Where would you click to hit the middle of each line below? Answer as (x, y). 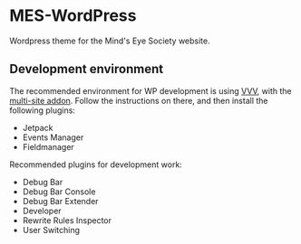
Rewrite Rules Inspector (67, 220)
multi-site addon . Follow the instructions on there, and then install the (139, 100)
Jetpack (38, 127)
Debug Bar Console (59, 192)
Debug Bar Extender (60, 201)
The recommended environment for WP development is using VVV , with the (150, 90)
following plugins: (42, 110)
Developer (42, 211)
